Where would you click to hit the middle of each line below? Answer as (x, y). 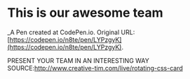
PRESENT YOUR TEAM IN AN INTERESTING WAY (78, 60)
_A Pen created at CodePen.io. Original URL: (71, 32)
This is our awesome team (85, 13)
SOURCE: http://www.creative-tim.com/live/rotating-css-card (95, 68)
